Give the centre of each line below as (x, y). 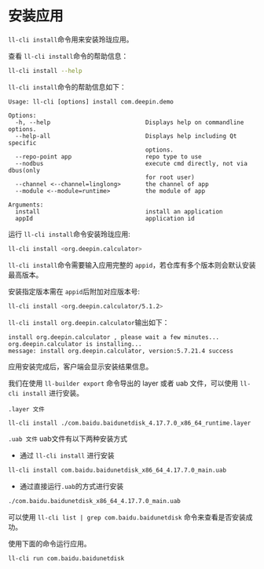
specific (22, 143)
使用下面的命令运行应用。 (49, 544)
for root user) (170, 177)
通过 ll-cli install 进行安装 (67, 455)
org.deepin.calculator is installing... (75, 344)
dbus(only (24, 170)
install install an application (119, 212)
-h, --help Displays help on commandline (130, 122)
